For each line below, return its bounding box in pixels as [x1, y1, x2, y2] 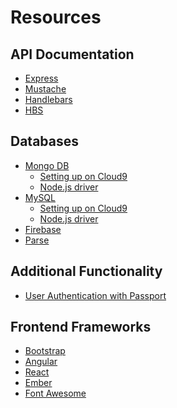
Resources [10, 6, 102, 29]
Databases [10, 133, 80, 150]
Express [24, 72, 59, 84]
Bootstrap [24, 345, 66, 357]
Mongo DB [24, 159, 70, 171]
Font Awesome [24, 387, 87, 400]
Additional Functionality [10, 263, 163, 280]
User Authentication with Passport [24, 289, 167, 301]
